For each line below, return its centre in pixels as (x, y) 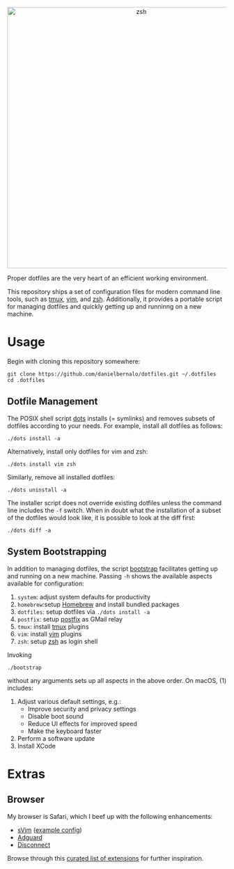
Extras (26, 774)
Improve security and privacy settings (82, 709)
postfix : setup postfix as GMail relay (70, 619)
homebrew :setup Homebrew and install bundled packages (98, 604)
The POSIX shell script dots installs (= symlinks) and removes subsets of (111, 418)
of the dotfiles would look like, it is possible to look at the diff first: (102, 517)
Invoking (19, 654)
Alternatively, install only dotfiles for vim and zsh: (78, 451)
